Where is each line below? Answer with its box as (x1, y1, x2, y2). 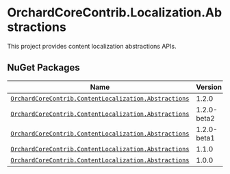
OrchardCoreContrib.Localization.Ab (7, 5, 222, 21)
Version (196, 82, 222, 92)
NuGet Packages (7, 62, 80, 73)
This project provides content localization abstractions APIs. (7, 42, 177, 50)
